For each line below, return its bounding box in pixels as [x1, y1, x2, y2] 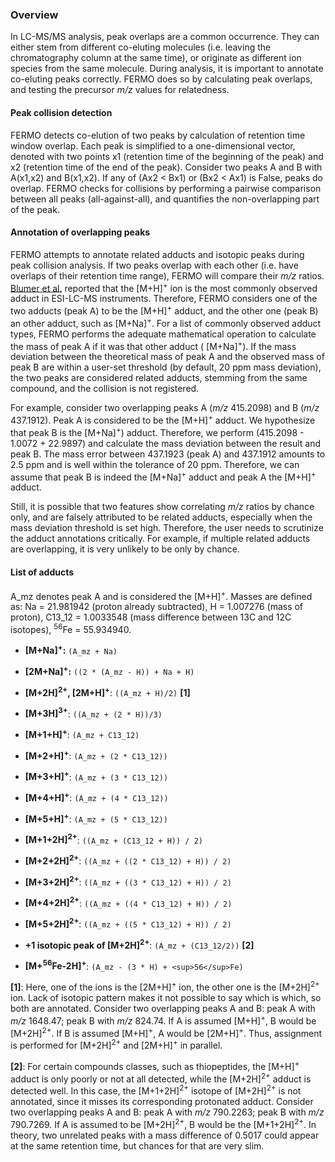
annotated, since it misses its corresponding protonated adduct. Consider [10, 1095, 314, 1107]
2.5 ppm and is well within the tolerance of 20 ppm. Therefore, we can [10, 458, 300, 470]
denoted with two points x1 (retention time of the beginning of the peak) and [10, 150, 324, 162]
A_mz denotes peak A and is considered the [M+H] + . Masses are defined [10, 588, 313, 602]
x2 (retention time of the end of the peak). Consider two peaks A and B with [10, 161, 323, 173]
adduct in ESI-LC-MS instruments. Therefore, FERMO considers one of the [10, 293, 318, 305]
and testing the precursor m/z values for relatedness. [10, 84, 230, 96]
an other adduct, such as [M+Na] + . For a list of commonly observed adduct [10, 316, 322, 329]
